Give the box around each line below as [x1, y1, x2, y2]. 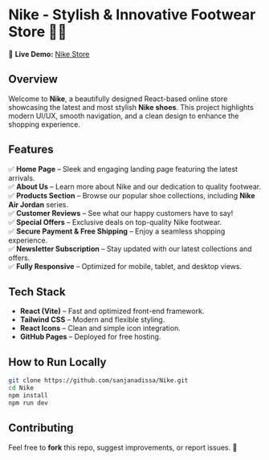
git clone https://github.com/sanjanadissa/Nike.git [8, 377, 189, 385]
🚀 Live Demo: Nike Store [8, 49, 90, 59]
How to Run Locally [8, 355, 107, 368]
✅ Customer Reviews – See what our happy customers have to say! [8, 208, 234, 218]
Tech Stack [8, 285, 66, 299]
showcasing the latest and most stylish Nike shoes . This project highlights [8, 102, 255, 112]
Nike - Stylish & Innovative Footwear [8, 6, 256, 24]
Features [8, 143, 54, 157]
